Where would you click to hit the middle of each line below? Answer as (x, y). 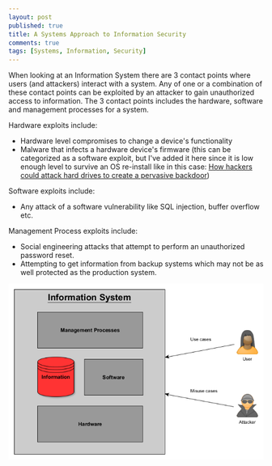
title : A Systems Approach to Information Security (97, 34)
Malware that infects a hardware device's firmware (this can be (125, 150)
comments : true (34, 43)
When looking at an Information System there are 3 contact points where (130, 75)
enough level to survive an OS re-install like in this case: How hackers (136, 167)
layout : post (30, 17)
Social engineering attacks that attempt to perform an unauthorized (132, 247)
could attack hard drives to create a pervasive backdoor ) (115, 176)
